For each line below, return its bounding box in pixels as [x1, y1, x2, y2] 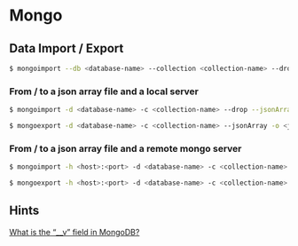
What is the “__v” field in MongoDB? [9, 226, 140, 237]
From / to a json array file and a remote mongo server [9, 142, 242, 155]
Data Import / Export [9, 41, 124, 56]
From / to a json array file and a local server [9, 85, 200, 98]
